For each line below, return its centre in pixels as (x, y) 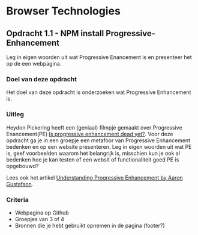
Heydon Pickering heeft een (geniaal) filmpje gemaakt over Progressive (94, 127)
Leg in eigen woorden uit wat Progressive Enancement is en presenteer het (99, 57)
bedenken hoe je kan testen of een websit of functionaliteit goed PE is (93, 159)
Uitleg (15, 114)
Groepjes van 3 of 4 (40, 219)
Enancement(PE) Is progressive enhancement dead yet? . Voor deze (90, 134)
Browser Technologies (64, 11)
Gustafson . (20, 184)
